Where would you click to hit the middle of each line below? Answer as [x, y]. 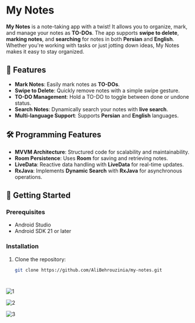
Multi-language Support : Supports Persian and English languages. [97, 115]
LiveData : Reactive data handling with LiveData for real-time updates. [99, 164]
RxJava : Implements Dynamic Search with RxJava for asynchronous [98, 171]
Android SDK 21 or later [43, 231]
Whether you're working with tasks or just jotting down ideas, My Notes [93, 45]
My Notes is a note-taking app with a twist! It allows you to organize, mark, [97, 26]
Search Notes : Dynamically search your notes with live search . [91, 109]
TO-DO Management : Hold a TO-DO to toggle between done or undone [102, 96]
